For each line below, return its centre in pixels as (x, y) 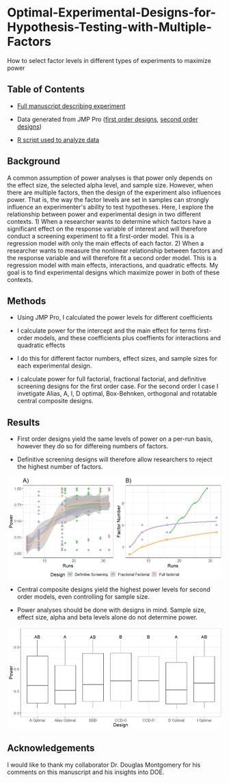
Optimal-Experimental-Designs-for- (112, 13)
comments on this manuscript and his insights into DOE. (86, 772)
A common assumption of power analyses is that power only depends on (110, 178)
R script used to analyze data (58, 140)
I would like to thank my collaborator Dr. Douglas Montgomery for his (104, 765)
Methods (27, 301)
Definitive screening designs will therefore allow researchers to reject (115, 459)
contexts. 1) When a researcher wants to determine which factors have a (109, 221)
